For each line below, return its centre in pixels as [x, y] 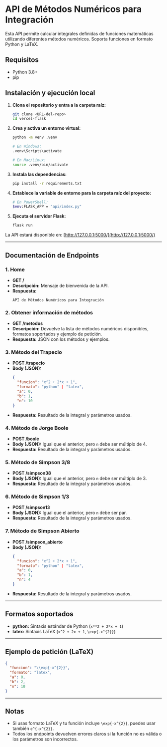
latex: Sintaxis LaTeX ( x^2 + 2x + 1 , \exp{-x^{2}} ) [64, 631]
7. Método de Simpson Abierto [42, 531]
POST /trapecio [29, 363]
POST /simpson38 [32, 473]
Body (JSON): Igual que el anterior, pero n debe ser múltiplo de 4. [80, 444]
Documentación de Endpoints [52, 255]
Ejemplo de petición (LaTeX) [49, 652]
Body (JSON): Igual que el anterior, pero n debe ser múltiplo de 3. [80, 479]
